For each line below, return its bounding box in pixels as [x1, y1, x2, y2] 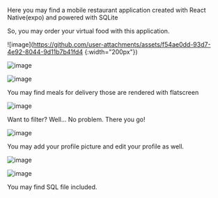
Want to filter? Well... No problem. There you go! [7, 115, 146, 123]
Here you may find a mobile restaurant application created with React [7, 6, 207, 14]
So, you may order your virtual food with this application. [7, 27, 170, 35]
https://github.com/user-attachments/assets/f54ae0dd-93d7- [33, 40, 211, 48]
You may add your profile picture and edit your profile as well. [7, 142, 185, 151]
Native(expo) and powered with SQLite [7, 13, 118, 22]
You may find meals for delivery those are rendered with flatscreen [7, 89, 199, 96]
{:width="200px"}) [84, 48, 138, 56]
